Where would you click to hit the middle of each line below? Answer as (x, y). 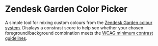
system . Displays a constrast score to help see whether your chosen (74, 27)
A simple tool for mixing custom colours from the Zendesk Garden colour (79, 23)
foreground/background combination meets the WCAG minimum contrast (79, 33)
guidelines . (16, 38)
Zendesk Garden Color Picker (66, 9)
